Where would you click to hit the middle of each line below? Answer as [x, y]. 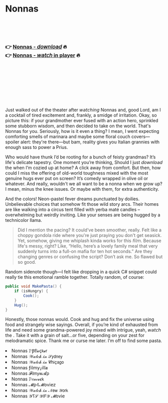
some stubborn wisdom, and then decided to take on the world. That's [78, 126]
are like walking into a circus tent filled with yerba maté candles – [73, 210]
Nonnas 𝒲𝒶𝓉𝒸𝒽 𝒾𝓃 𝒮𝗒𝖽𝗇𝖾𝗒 [37, 356]
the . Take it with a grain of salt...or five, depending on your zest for [75, 336]
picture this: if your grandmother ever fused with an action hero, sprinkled [82, 121]
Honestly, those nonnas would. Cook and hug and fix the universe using [80, 319]
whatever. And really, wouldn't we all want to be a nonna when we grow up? [84, 184]
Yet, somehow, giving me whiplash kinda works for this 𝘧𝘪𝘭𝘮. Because [90, 241]
